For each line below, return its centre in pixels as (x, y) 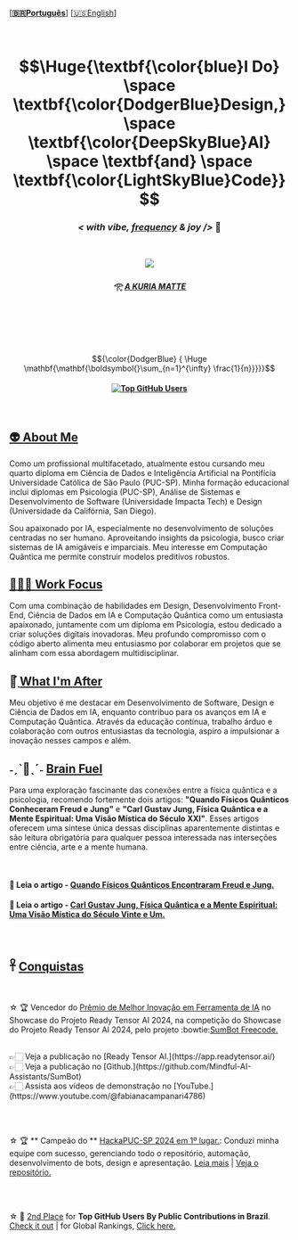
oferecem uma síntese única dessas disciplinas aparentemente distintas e (145, 828)
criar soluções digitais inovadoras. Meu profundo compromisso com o (138, 634)
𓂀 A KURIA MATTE (149, 287)
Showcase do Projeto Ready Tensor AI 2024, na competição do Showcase (145, 1020)
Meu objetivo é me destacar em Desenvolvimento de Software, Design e (142, 702)
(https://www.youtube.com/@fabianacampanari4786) (108, 1096)
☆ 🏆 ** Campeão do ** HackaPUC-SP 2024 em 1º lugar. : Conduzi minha (144, 1140)
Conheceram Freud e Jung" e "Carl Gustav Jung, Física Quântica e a (139, 809)
